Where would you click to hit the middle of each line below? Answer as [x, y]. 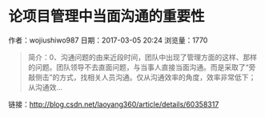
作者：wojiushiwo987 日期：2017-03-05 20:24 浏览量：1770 [108, 40]
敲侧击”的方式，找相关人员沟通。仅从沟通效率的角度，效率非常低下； [142, 77]
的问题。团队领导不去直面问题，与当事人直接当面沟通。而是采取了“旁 [142, 67]
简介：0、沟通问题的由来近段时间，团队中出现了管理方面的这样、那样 [143, 57]
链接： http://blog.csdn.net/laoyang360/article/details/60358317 [114, 104]
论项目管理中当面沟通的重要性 [107, 16]
